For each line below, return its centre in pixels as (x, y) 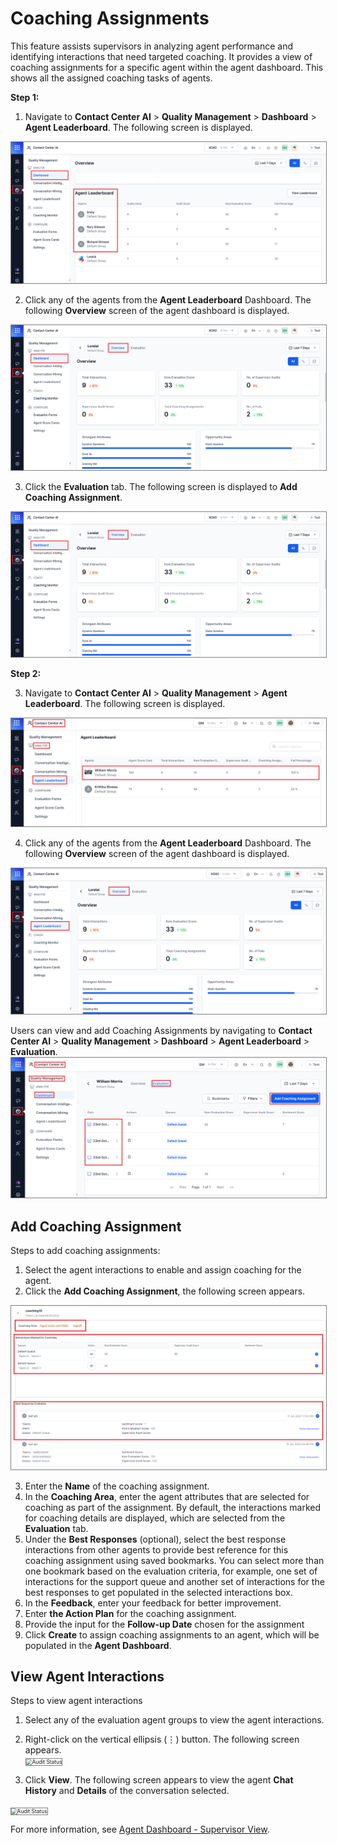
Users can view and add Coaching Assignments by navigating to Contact (161, 1030)
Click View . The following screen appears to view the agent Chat (159, 1780)
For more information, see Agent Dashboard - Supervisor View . (140, 1829)
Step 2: (26, 673)
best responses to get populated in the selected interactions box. (158, 1592)
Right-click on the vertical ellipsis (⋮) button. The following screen (162, 1739)
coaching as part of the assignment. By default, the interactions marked (173, 1507)
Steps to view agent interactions (76, 1701)
